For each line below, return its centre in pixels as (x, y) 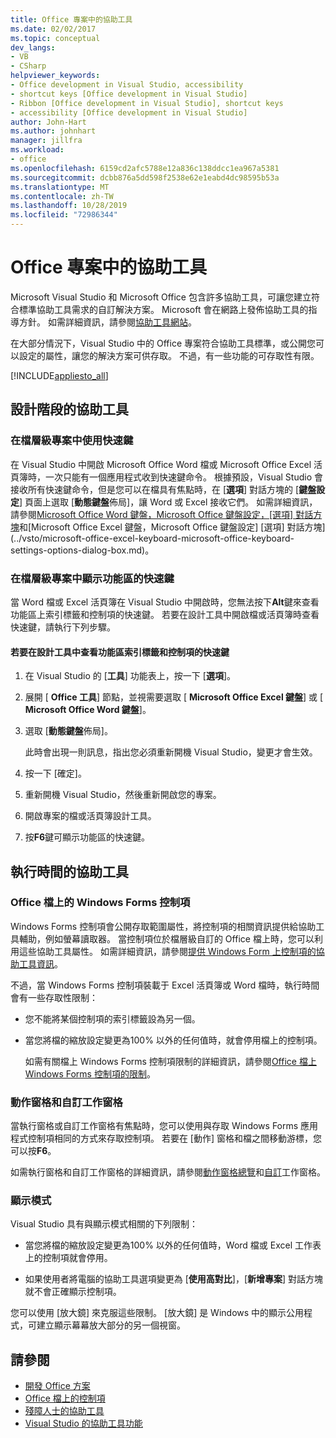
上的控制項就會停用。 (68, 1258)
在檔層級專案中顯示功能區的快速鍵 (92, 578)
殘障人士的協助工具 (64, 1411)
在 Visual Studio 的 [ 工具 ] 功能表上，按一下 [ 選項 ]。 (130, 676)
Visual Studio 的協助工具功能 (83, 1423)
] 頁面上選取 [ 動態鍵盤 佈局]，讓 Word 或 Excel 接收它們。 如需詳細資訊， (168, 502)
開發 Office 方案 (57, 1386)
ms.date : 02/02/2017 (53, 29)
